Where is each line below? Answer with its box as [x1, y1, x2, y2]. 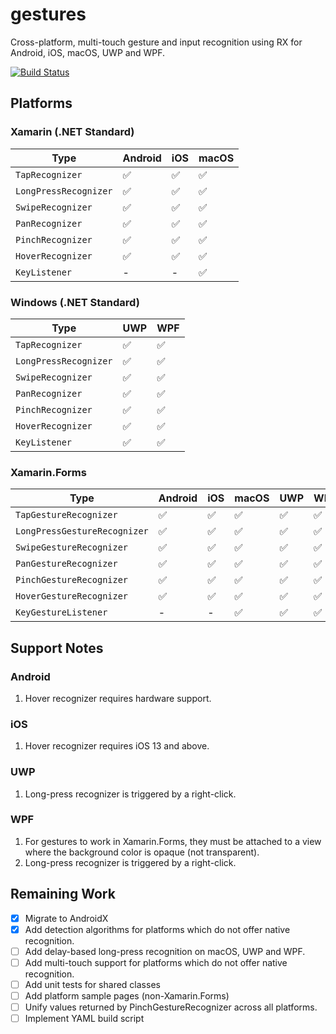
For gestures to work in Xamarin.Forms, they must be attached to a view [24, 835, 322, 847]
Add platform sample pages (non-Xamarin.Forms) [24, 989, 230, 1002]
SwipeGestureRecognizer [15, 542, 129, 553]
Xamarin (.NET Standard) [10, 125, 135, 139]
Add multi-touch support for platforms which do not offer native [24, 956, 288, 968]
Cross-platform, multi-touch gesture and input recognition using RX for [10, 36, 303, 48]
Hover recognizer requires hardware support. [24, 692, 212, 704]
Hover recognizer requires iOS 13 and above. [24, 740, 210, 752]
